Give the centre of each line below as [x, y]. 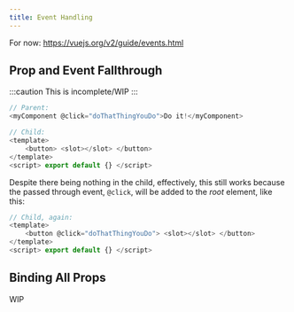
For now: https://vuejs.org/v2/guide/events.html [97, 43]
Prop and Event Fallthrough [86, 70]
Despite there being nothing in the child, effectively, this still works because [147, 182]
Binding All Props [58, 278]
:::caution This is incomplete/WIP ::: [74, 92]
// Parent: [29, 108]
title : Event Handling [51, 17]
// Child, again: [41, 217]
